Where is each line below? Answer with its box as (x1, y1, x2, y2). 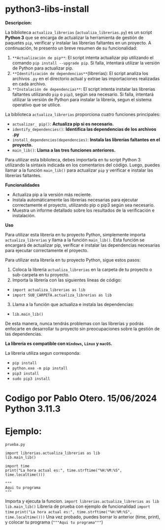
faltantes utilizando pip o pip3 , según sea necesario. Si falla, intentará (12, 91, 154, 97)
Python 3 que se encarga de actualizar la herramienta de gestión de (5, 35, 144, 40)
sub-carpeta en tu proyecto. (12, 271, 70, 277)
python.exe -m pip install (12, 366, 68, 371)
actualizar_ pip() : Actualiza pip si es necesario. (12, 121, 114, 127)
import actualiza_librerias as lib (12, 287, 86, 292)
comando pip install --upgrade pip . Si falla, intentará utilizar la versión (12, 60, 160, 66)
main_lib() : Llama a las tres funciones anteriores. (12, 147, 116, 153)
